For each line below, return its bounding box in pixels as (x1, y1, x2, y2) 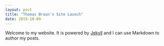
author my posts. (5, 35, 40, 41)
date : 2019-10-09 (5, 16, 41, 21)
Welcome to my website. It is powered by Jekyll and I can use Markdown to (5, 30, 160, 36)
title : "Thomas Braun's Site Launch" (5, 12, 83, 17)
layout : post (5, 7, 32, 12)
